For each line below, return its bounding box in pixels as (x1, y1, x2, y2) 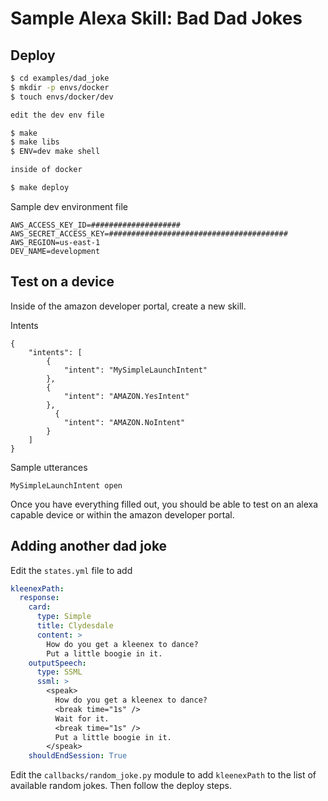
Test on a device (10, 273, 115, 291)
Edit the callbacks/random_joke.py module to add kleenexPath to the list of (10, 769, 317, 781)
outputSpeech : (28, 658, 87, 668)
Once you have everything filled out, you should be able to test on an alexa (10, 498, 319, 510)
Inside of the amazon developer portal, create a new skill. (10, 300, 247, 312)
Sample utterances (10, 461, 88, 473)
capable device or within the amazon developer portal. (10, 508, 235, 521)
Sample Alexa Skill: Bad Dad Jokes (10, 7, 303, 30)
